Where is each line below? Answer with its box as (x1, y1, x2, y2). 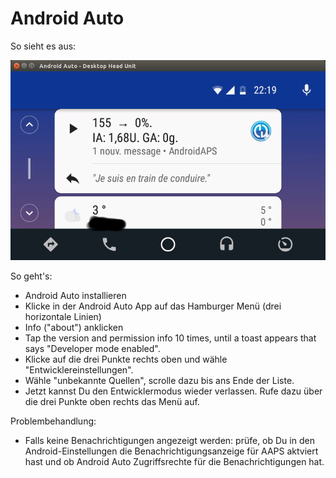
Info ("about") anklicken (24, 321, 124, 333)
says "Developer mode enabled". (24, 342, 161, 354)
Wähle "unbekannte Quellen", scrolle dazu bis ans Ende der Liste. (24, 374, 295, 386)
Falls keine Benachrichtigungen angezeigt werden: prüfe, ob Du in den (24, 434, 315, 446)
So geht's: (10, 270, 53, 282)
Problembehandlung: (10, 415, 97, 427)
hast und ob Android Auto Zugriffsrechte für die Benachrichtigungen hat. (24, 455, 325, 467)
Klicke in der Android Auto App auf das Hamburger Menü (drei (24, 300, 282, 312)
